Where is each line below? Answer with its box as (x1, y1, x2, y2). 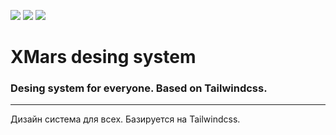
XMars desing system (10, 46, 197, 69)
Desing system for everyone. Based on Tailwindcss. (10, 81, 268, 95)
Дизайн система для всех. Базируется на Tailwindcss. (10, 113, 241, 125)
